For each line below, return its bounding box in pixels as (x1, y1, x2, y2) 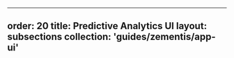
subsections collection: (7, 31, 111, 43)
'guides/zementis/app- (113, 31, 216, 43)
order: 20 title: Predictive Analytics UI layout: (7, 20, 208, 32)
